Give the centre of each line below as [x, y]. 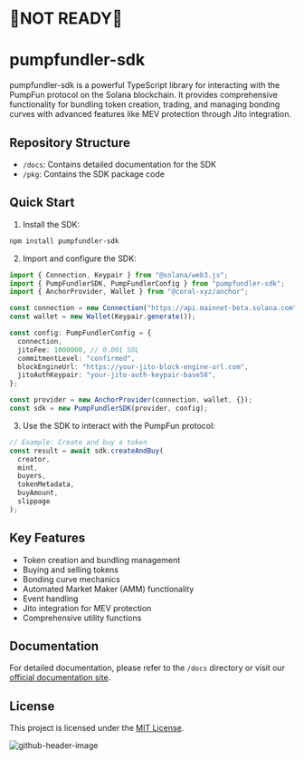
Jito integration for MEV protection [87, 608]
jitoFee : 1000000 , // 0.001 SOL [79, 350]
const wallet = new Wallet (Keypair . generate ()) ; [103, 317]
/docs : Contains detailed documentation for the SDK [119, 164]
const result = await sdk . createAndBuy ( [87, 451]
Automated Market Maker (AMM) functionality [108, 589]
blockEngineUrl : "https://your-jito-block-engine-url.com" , [133, 366]
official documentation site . [60, 677]
